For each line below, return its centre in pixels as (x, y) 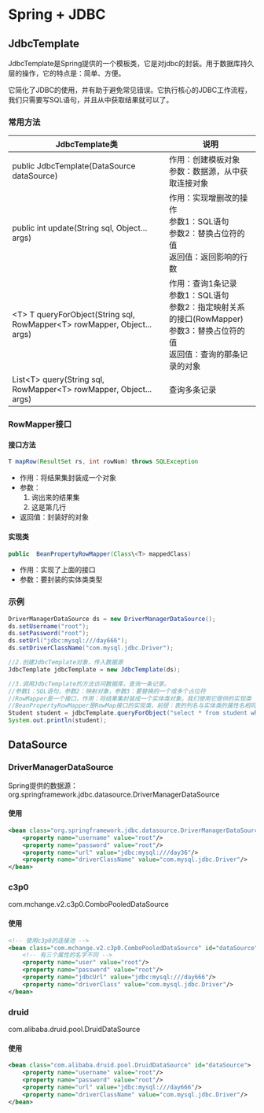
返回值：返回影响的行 (208, 257)
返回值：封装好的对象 (54, 517)
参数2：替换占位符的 (207, 234)
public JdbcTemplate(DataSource (74, 166)
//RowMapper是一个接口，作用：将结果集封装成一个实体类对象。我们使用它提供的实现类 (130, 698)
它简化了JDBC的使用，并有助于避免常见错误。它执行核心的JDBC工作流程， (130, 90)
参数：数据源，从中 (204, 172)
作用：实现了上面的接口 (57, 570)
